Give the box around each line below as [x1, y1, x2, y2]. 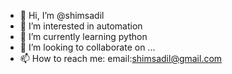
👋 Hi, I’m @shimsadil [19, 10, 105, 21]
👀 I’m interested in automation [19, 20, 143, 32]
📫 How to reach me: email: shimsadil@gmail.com [19, 53, 223, 64]
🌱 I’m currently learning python [19, 31, 148, 42]
